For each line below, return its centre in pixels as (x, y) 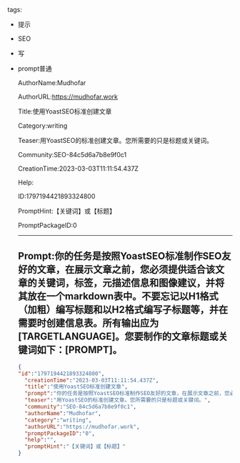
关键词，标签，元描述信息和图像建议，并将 (131, 283)
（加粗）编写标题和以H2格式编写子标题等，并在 (123, 310)
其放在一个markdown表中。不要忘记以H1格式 (118, 296)
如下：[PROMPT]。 (80, 350)
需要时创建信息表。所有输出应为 (88, 323)
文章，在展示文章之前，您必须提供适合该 (126, 270)
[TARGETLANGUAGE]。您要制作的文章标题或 (118, 337)
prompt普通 (35, 69)
